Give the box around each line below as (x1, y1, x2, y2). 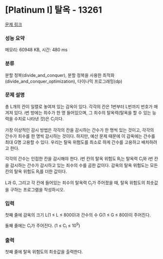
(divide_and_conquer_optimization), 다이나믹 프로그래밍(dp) (5, 78, 123, 84)
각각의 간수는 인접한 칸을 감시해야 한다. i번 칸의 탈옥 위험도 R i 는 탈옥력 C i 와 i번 (5, 155, 153, 163)
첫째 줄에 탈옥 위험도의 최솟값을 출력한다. (5, 249, 83, 255)
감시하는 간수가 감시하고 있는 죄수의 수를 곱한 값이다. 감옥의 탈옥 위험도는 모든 (10, 163, 158, 168)
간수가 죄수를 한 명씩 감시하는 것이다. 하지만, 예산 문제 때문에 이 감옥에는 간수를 (5, 133, 156, 139)
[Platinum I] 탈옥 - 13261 (5, 4, 102, 16)
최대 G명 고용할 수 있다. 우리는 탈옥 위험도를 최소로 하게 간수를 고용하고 (5, 139, 141, 145)
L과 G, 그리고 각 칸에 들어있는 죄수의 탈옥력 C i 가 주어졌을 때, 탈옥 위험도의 (5, 180, 145, 187)
